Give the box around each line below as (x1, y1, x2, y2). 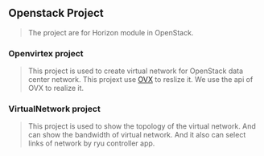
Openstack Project (8, 6, 105, 20)
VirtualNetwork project (8, 104, 101, 115)
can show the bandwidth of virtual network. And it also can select (27, 130, 246, 140)
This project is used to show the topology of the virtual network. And (27, 121, 256, 131)
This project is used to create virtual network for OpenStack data (27, 66, 244, 76)
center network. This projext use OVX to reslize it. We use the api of (27, 75, 254, 84)
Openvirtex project (8, 47, 84, 59)
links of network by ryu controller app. (27, 138, 155, 148)
